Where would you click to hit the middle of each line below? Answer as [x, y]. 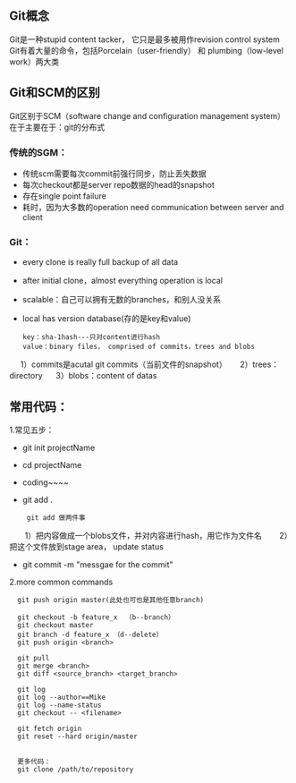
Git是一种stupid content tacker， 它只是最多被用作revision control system [144, 39]
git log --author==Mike [61, 698]
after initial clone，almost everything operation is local [123, 281]
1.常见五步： [32, 430]
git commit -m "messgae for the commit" [97, 565]
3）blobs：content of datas [106, 376]
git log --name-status [59, 705]
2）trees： [260, 364]
